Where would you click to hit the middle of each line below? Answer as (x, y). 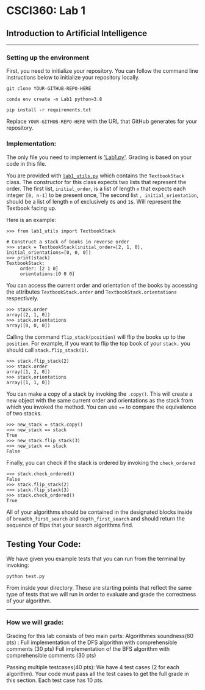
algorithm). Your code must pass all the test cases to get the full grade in (98, 673)
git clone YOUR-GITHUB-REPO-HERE (49, 89)
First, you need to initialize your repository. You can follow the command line (102, 71)
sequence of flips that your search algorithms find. (70, 525)
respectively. (22, 298)
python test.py (26, 577)
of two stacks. (24, 413)
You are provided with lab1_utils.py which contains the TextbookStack (95, 176)
